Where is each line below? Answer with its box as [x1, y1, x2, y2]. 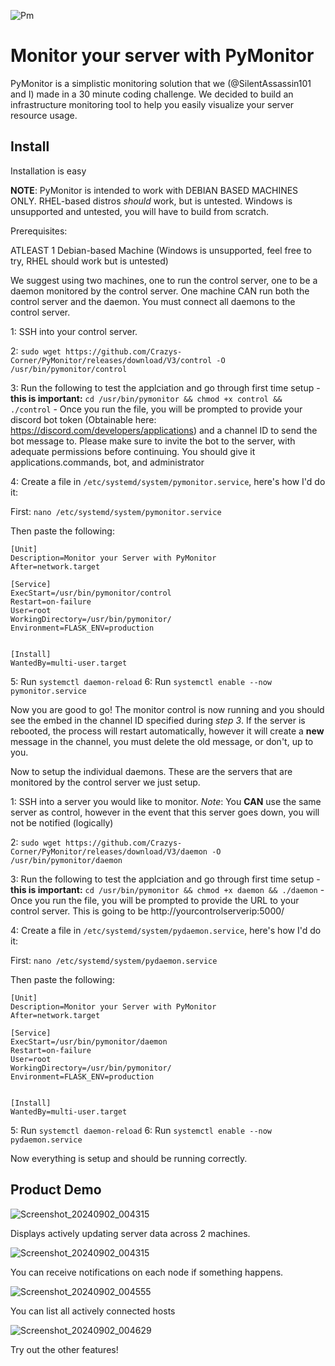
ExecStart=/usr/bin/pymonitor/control [10, 588, 172, 598]
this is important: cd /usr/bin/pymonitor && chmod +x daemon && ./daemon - [10, 883, 325, 895]
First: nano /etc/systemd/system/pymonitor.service [10, 505, 222, 517]
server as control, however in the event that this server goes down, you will [10, 806, 320, 818]
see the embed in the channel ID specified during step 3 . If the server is [10, 714, 306, 726]
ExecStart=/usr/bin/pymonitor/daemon [10, 1036, 168, 1047]
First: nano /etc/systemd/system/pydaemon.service [10, 954, 218, 966]
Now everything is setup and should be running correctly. [10, 1152, 248, 1164]
